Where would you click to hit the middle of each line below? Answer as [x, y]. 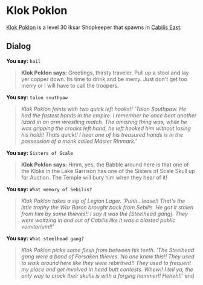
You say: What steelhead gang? [45, 238]
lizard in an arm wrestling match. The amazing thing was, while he [104, 122]
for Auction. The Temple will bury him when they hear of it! [94, 177]
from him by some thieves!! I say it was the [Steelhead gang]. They [105, 214]
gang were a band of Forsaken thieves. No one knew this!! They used [108, 256]
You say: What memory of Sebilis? [49, 189]
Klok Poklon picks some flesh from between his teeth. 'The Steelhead [108, 250]
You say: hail [24, 61]
